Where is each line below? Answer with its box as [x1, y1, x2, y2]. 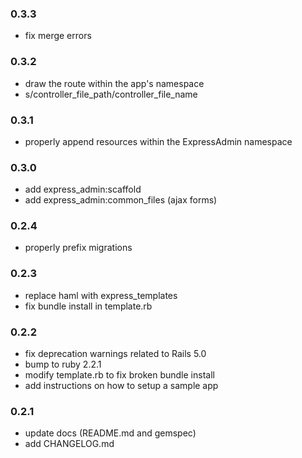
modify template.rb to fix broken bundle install [24, 369, 215, 381]
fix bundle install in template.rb [24, 300, 153, 312]
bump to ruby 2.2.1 [24, 358, 102, 371]
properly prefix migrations [24, 242, 133, 254]
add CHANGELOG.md [24, 438, 115, 450]
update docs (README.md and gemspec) [24, 427, 197, 439]
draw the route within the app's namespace [24, 77, 205, 89]
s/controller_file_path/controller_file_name [24, 88, 198, 100]
